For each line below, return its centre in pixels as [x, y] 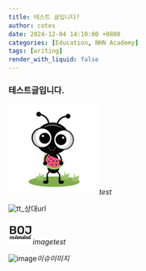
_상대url [34, 209]
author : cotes [32, 25]
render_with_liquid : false [54, 60]
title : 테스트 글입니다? [44, 17]
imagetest [49, 242]
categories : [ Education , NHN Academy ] [73, 43]
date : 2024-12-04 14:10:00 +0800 [65, 34]
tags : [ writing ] [35, 51]
